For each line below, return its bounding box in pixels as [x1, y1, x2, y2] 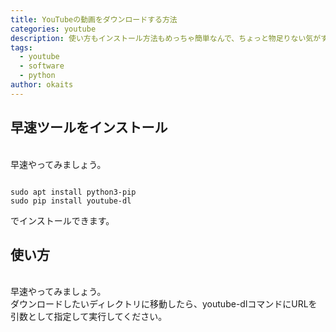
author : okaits [10, 80, 74, 90]
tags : [10, 42, 33, 53]
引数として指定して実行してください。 [10, 311, 168, 323]
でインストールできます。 [10, 214, 115, 226]
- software [19, 61, 65, 71]
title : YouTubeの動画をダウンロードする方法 [10, 14, 178, 25]
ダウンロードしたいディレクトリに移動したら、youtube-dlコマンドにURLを [10, 298, 318, 310]
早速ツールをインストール [10, 119, 168, 136]
